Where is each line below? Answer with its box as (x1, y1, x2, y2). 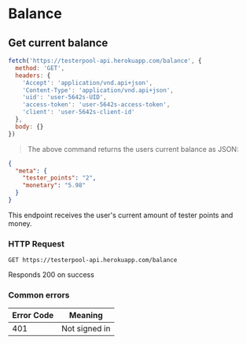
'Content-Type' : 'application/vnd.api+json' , (22, 86, 174, 94)
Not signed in (61, 324, 111, 335)
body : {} (15, 123, 44, 131)
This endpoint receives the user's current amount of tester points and (8, 210, 233, 220)
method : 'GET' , (15, 64, 65, 72)
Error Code (12, 310, 54, 321)
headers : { (15, 72, 51, 80)
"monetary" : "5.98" (22, 182, 86, 190)
